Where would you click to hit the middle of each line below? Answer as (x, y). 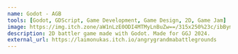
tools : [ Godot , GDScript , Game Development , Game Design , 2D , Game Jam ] (117, 20)
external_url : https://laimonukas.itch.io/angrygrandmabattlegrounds (112, 40)
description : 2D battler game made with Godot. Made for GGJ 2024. (109, 33)
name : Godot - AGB (34, 14)
